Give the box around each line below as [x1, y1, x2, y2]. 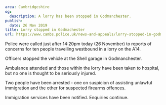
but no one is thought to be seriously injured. [5, 70, 96, 76]
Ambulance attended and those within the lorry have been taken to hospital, [5, 65, 160, 71]
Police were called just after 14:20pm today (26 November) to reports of [5, 41, 152, 47]
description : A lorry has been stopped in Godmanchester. [9, 14, 132, 19]
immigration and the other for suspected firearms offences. [5, 85, 126, 91]
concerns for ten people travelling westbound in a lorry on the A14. [5, 46, 141, 52]
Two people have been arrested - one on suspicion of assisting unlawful [5, 80, 152, 86]
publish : [5, 18, 23, 23]
